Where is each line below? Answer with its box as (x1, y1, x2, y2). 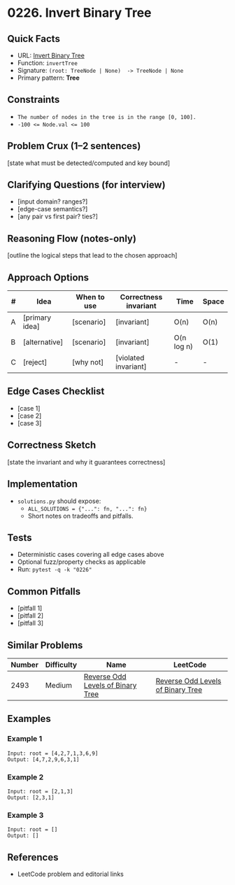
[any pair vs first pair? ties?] (17, 212, 98, 221)
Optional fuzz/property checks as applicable (17, 558, 146, 566)
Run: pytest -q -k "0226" (17, 565, 92, 574)
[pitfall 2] (17, 611, 44, 620)
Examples (7, 713, 51, 725)
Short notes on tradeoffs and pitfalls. (27, 511, 134, 520)
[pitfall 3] (17, 619, 44, 628)
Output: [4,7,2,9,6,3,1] (7, 756, 80, 763)
